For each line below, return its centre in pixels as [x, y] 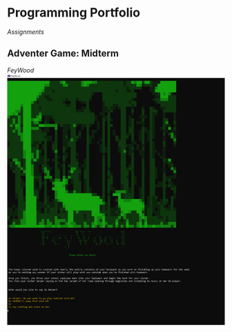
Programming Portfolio [74, 13]
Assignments [26, 32]
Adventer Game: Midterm [63, 53]
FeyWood [21, 70]
